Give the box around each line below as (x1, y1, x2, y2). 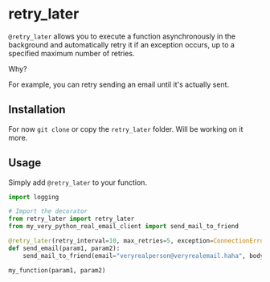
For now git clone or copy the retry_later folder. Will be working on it (8, 124, 243, 133)
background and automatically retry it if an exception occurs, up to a (8, 39, 235, 49)
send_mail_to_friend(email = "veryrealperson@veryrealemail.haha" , (22, 251, 247, 260)
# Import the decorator (8, 207, 88, 215)
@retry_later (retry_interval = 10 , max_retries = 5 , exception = (8, 237, 215, 245)
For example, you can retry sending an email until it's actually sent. (8, 80, 230, 89)
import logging (8, 193, 59, 201)
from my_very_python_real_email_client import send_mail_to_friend (8, 223, 239, 231)
